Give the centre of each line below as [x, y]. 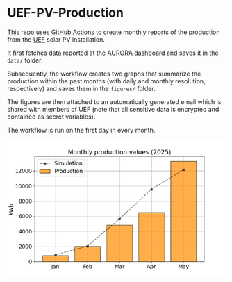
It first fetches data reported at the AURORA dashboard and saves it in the [113, 53]
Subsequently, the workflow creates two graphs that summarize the [104, 74]
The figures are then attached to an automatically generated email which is [114, 101]
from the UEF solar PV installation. [56, 39]
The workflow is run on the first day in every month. [81, 130]
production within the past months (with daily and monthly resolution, [107, 81]
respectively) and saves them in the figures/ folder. [81, 88]
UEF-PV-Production [65, 13]
